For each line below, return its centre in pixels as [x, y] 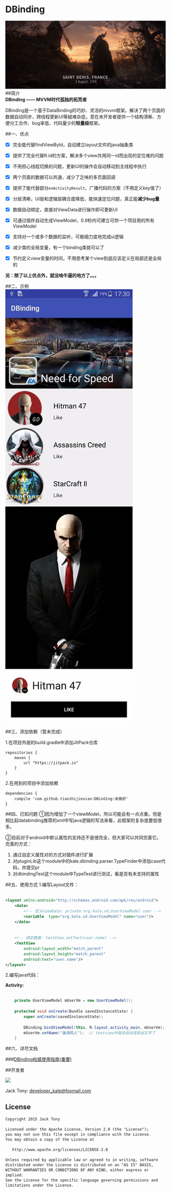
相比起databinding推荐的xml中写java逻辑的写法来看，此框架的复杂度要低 [81, 820]
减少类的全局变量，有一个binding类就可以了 [58, 247]
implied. [15, 1175]
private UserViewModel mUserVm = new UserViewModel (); [74, 1001]
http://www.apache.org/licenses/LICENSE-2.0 [60, 1150]
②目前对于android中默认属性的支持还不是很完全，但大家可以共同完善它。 [83, 838]
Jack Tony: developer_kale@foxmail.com [48, 1091]
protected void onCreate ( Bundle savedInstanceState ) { [74, 1011]
